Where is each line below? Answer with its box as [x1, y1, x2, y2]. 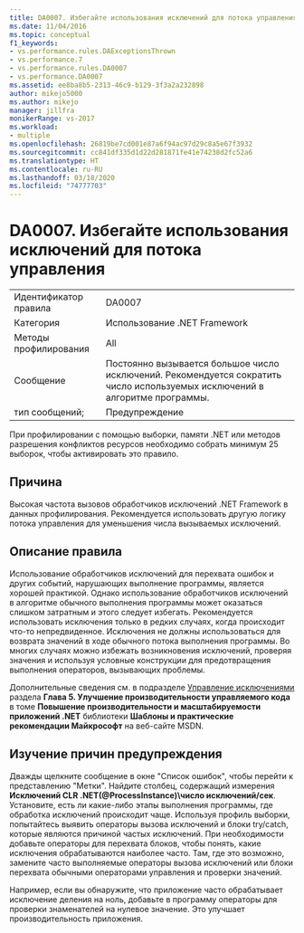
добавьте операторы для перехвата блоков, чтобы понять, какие [9, 838, 261, 849]
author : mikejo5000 [9, 89, 83, 98]
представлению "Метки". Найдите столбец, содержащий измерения [9, 780, 275, 791]
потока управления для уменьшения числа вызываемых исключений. [9, 518, 281, 528]
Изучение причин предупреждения [9, 747, 223, 762]
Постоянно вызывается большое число [105, 357, 280, 370]
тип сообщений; [14, 406, 84, 419]
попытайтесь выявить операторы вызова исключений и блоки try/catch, [9, 818, 290, 829]
